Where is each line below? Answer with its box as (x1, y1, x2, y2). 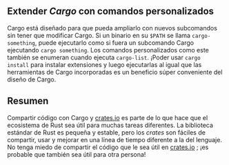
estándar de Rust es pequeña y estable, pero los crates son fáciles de (7, 128, 206, 137)
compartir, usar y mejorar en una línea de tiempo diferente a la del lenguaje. (7, 135, 223, 144)
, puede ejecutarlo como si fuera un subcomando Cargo (34, 38, 195, 47)
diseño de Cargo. (7, 75, 57, 84)
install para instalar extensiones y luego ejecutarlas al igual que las (7, 60, 202, 68)
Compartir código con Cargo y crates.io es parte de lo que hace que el (7, 113, 208, 122)
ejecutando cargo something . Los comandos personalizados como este (7, 46, 209, 54)
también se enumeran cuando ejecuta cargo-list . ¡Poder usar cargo (7, 53, 201, 61)
